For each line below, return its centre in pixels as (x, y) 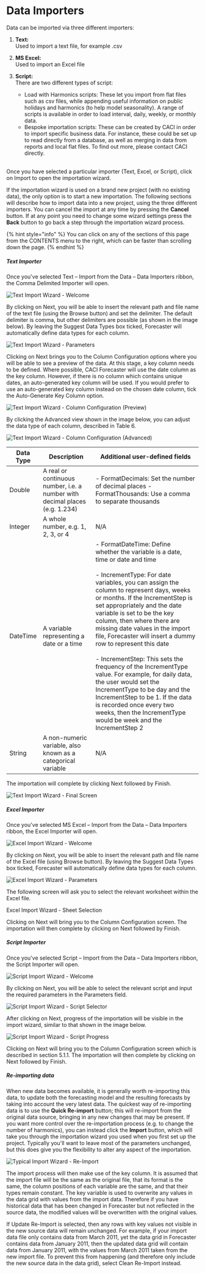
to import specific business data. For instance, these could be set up (110, 133)
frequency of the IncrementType (142, 666)
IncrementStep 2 (119, 728)
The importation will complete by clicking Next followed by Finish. (89, 783)
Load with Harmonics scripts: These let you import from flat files (105, 94)
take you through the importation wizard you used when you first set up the (101, 1137)
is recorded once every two (135, 704)
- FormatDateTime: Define (133, 544)
